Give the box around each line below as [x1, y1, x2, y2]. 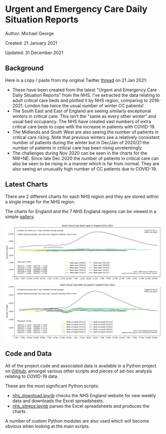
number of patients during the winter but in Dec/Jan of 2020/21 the [12, 139, 150, 145]
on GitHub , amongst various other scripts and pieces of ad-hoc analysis [5, 368, 152, 374]
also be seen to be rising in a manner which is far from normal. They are [12, 160, 160, 167]
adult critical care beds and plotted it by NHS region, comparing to [12, 97, 148, 103]
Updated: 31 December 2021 [5, 50, 63, 56]
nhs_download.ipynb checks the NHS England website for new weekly [12, 392, 156, 398]
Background [5, 64, 44, 72]
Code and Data [5, 350, 52, 358]
